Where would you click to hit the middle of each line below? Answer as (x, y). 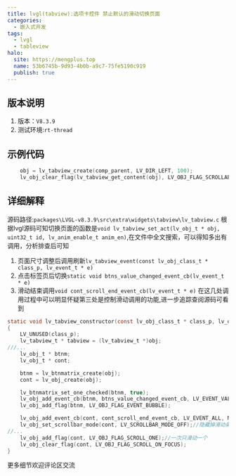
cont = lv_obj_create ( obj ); (61, 380)
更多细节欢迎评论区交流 (41, 465)
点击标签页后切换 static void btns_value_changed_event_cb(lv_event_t (121, 276)
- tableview (31, 46)
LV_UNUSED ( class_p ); (50, 335)
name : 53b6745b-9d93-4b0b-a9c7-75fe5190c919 (80, 66)
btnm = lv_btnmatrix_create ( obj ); (70, 373)
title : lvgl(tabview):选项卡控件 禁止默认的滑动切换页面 (84, 14)
